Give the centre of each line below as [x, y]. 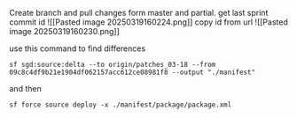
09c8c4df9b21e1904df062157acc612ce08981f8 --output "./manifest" [132, 72]
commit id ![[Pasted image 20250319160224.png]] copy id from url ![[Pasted [148, 22]
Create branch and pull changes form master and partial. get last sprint [139, 13]
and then [25, 88]
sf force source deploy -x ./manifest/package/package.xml [121, 105]
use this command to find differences [78, 48]
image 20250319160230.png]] [64, 31]
